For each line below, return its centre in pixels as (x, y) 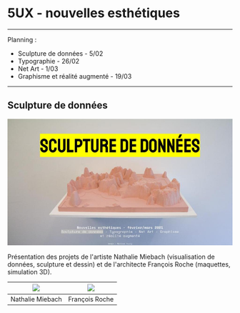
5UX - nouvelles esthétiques (94, 13)
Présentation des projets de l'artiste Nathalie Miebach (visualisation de (111, 257)
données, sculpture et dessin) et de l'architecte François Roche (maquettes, (119, 264)
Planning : (22, 39)
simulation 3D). (30, 272)
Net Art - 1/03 (38, 69)
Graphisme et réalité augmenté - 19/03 (75, 76)
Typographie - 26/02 (49, 61)
